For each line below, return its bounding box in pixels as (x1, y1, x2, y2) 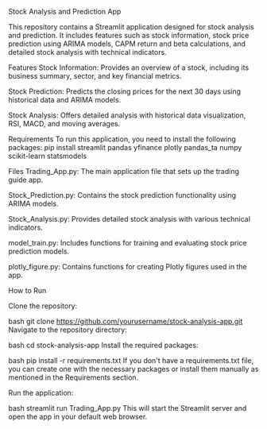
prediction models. (8, 246, 70, 256)
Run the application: (8, 388, 74, 397)
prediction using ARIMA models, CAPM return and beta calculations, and (8, 39, 246, 48)
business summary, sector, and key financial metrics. (8, 71, 182, 80)
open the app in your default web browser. (8, 412, 148, 421)
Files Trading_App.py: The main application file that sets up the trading (8, 167, 240, 176)
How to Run (8, 286, 47, 295)
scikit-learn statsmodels (8, 151, 87, 160)
